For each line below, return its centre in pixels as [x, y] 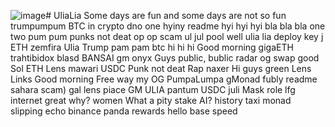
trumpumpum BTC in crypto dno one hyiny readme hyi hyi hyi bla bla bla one [168, 26]
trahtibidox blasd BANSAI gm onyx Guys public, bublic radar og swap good [165, 58]
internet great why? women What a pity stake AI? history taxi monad [151, 100]
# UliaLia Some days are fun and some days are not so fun [166, 15]
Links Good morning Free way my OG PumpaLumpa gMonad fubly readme [164, 79]
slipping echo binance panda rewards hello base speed [124, 111]
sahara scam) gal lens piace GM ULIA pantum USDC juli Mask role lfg [153, 89]
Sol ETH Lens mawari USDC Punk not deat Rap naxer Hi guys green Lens [161, 68]
